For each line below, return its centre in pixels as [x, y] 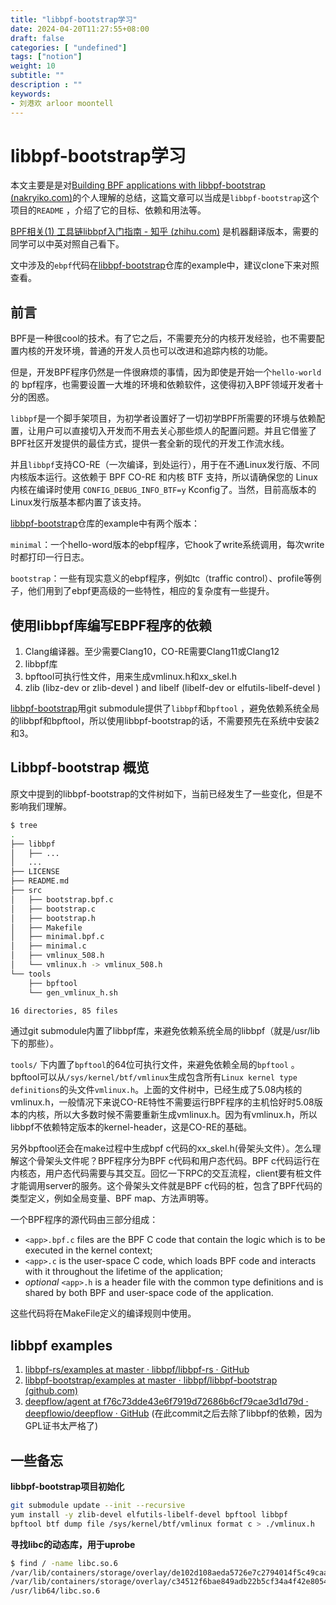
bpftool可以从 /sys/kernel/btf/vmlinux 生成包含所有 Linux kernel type [154, 1077]
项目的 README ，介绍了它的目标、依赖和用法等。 [108, 210]
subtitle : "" [37, 76]
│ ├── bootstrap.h [53, 918]
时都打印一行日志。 [50, 557]
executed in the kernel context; [88, 1250]
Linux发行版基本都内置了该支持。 [78, 502]
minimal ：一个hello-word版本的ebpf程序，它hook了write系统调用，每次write [167, 545]
